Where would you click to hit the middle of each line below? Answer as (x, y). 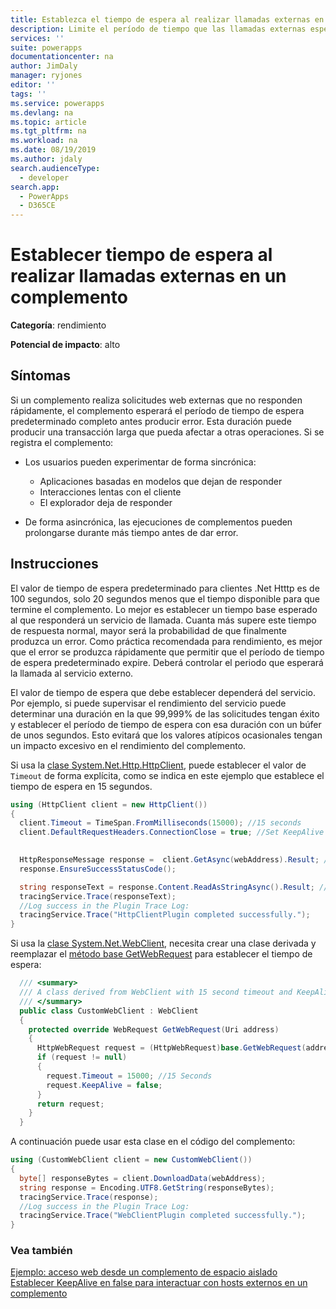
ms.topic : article (48, 122)
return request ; (70, 1104)
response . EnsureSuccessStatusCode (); (98, 869)
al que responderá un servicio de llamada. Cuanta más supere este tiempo (163, 620)
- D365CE (37, 206)
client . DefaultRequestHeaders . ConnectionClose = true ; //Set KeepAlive (172, 832)
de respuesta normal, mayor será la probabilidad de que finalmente (148, 630)
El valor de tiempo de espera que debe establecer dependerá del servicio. (163, 692)
